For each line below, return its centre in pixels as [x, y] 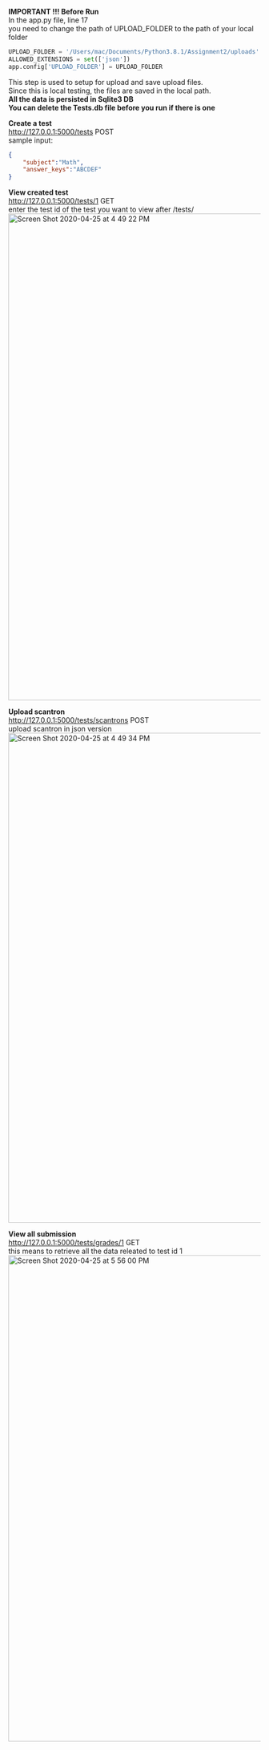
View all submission [42, 1234]
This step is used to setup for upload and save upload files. [106, 82]
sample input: [31, 140]
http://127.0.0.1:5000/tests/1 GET [61, 201]
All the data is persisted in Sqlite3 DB [71, 99]
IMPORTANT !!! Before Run [54, 12]
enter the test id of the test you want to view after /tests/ [101, 210]
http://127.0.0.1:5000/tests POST [61, 131]
